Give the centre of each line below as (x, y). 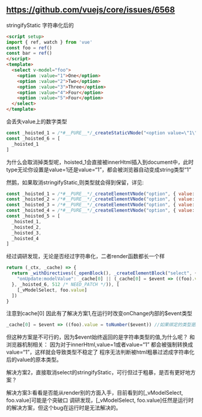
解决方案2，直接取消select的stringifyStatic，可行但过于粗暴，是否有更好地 (98, 372)
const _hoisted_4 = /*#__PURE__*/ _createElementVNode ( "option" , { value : (101, 211)
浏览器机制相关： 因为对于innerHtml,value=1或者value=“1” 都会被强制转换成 (100, 345)
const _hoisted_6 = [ (33, 138)
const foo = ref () (29, 48)
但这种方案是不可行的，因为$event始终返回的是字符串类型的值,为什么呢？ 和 (101, 337)
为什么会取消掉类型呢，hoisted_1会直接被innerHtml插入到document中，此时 (100, 162)
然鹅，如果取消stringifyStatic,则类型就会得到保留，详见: (75, 182)
